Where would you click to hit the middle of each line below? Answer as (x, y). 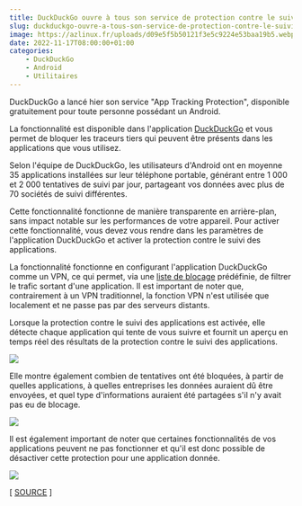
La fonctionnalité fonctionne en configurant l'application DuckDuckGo (138, 267)
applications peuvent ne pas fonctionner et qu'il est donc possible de (137, 448)
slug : (19, 26)
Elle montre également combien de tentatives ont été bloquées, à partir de (147, 376)
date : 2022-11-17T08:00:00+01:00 (72, 43)
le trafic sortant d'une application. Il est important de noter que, (127, 286)
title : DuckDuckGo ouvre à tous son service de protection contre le (142, 18)
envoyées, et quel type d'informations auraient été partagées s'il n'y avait (145, 395)
